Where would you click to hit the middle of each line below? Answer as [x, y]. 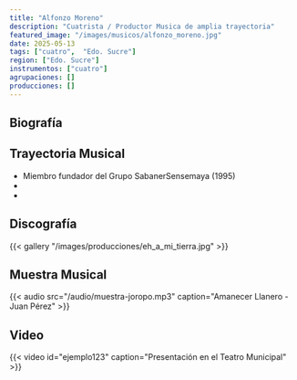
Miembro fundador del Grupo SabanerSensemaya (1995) [129, 175]
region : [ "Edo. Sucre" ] [55, 60]
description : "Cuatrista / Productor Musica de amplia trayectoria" [142, 26]
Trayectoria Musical [67, 154]
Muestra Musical [58, 275]
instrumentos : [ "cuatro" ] [58, 69]
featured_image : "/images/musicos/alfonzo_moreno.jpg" [116, 35]
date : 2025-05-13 [42, 43]
